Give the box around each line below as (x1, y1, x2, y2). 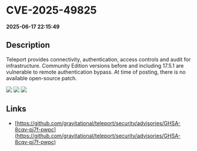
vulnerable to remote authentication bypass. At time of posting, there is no (6, 68, 186, 75)
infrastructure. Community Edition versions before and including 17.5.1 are (6, 62, 184, 69)
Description (6, 40, 50, 50)
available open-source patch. (6, 74, 78, 81)
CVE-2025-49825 (6, 4, 97, 17)
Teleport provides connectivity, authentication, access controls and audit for (6, 55, 191, 63)
